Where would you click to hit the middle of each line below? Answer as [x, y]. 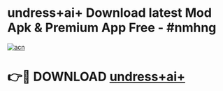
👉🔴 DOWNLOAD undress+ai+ [96, 77]
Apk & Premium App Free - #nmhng [112, 28]
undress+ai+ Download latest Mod [109, 13]
